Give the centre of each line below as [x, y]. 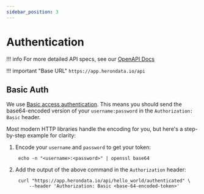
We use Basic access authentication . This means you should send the [94, 105]
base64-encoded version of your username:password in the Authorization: [100, 111]
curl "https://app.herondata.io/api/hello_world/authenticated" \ [104, 181]
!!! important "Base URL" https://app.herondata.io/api [76, 71]
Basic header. [24, 117]
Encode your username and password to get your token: [83, 147]
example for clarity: [52, 136]
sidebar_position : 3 [33, 12]
